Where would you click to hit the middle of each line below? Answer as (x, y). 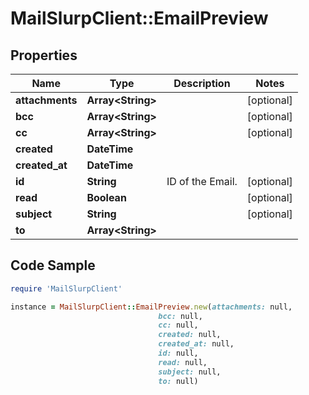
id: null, (178, 353)
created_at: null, (196, 344)
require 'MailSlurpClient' (66, 288)
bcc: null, (180, 316)
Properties (44, 55)
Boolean (106, 197)
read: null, (183, 362)
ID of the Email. (202, 181)
